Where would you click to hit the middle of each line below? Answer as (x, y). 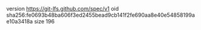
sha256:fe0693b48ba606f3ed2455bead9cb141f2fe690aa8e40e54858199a (101, 15)
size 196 (44, 21)
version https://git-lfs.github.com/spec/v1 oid (63, 9)
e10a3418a (20, 21)
